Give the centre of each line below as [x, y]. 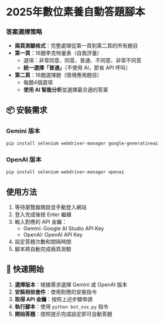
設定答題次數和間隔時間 [43, 242]
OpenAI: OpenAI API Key [53, 235]
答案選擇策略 [24, 32]
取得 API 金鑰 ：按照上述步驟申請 [53, 299]
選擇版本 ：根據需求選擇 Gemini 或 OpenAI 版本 [71, 284]
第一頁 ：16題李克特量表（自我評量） [58, 53]
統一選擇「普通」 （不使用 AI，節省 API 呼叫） [77, 68]
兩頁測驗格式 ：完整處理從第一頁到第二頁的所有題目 [76, 46]
